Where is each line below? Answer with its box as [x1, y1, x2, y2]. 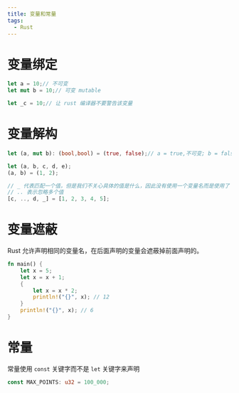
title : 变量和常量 [7, 10, 57, 18]
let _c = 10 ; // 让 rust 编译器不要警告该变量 [7, 100, 133, 107]
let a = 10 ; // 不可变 [7, 80, 68, 87]
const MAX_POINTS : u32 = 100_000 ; [7, 378, 110, 386]
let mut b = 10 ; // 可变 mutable [7, 87, 101, 95]
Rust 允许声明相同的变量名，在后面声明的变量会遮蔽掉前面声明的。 [7, 247, 203, 255]
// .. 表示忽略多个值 [7, 189, 64, 196]
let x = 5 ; [20, 267, 53, 274]
